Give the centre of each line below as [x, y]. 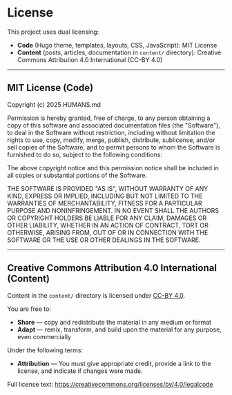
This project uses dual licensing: [53, 32]
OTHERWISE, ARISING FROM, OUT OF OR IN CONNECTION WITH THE [108, 232]
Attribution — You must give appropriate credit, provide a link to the [114, 363]
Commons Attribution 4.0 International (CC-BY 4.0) [90, 59]
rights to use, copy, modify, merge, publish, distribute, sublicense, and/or [111, 140]
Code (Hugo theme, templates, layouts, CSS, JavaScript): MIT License [117, 45]
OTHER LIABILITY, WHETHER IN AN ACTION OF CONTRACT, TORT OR [108, 225]
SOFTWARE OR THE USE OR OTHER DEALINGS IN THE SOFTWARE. [104, 240]
